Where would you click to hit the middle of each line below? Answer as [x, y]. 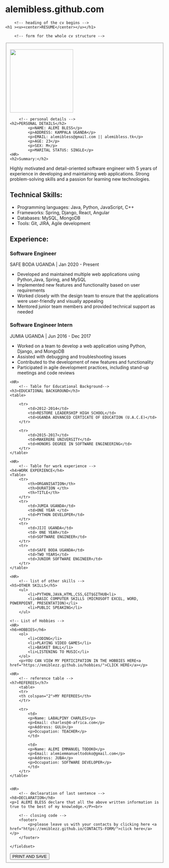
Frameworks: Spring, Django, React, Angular [64, 212]
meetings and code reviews [46, 373]
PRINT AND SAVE [30, 856]
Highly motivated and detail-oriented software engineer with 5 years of [83, 168]
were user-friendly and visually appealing [60, 301]
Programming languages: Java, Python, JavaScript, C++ [76, 207]
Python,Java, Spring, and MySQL [52, 280]
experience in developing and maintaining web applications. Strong [80, 173]
